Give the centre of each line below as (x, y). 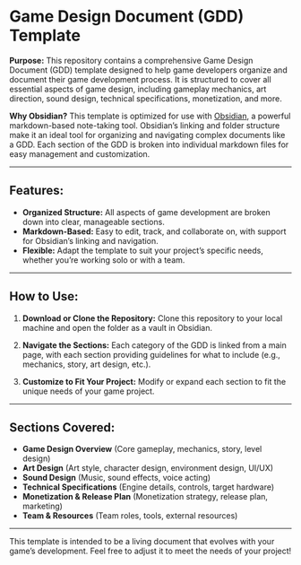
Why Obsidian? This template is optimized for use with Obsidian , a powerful (150, 116)
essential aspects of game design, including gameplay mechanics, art (138, 89)
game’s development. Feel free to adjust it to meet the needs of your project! (150, 551)
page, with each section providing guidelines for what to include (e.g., (151, 354)
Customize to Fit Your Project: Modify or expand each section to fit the (154, 381)
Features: (37, 191)
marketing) (42, 506)
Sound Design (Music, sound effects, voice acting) (116, 478)
